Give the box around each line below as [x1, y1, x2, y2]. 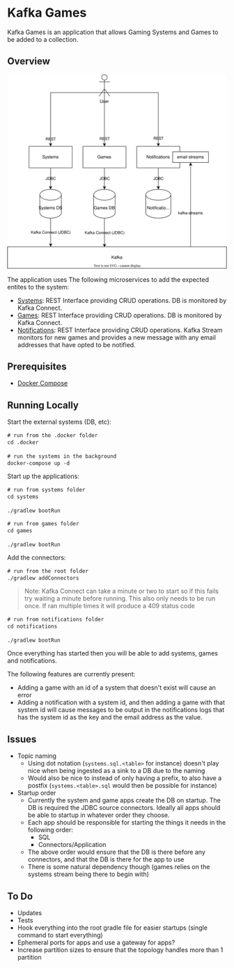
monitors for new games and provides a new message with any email [17, 333, 216, 342]
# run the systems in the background [7, 453, 117, 460]
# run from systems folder [7, 486, 86, 493]
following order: [27, 826, 73, 834]
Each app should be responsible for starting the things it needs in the [27, 818, 226, 827]
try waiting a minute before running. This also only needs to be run [24, 594, 216, 603]
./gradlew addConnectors [7, 575, 79, 582]
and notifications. [7, 656, 57, 665]
